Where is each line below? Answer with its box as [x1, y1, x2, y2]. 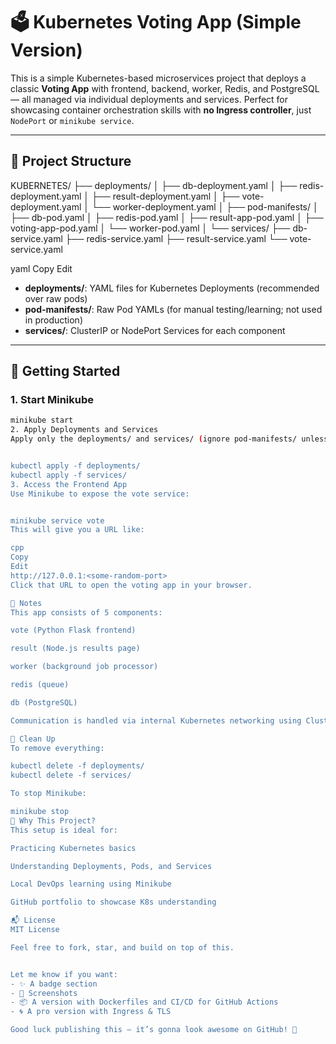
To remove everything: [10, 743, 105, 753]
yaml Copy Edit [10, 262, 73, 274]
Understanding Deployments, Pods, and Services [10, 861, 213, 871]
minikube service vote [10, 515, 105, 526]
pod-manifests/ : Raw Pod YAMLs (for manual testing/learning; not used [24, 303, 323, 315]
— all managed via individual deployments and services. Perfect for [10, 93, 289, 105]
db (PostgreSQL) [10, 697, 78, 708]
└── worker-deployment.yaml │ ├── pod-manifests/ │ [91, 200, 319, 213]
